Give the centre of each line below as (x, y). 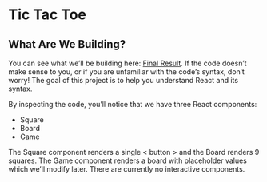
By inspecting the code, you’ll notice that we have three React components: (133, 104)
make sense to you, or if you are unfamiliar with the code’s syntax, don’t (127, 72)
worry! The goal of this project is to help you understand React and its (123, 80)
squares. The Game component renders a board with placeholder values (128, 160)
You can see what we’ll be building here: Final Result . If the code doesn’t (128, 63)
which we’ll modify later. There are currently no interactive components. (127, 169)
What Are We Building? (67, 44)
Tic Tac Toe (47, 15)
